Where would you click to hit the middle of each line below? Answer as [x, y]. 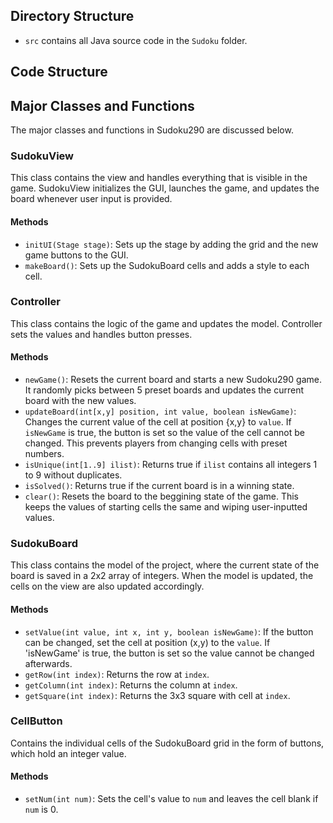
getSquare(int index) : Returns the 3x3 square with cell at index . [157, 695]
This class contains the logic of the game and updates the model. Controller [166, 323]
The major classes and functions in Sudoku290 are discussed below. [152, 130]
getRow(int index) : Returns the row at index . [117, 674]
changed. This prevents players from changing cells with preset [156, 443]
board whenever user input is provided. [91, 199]
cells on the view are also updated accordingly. [107, 586]
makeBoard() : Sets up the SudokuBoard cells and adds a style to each [167, 265]
